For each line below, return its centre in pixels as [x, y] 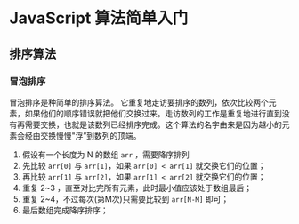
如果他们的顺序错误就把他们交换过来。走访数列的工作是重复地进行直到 [153, 113]
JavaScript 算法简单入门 [99, 18]
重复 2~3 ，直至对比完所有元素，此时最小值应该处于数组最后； [137, 188]
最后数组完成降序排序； [65, 210]
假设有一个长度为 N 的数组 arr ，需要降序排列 [105, 154]
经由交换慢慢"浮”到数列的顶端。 [83, 135]
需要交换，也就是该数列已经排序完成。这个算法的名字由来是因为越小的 [153, 124]
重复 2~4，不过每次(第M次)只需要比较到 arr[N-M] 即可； [125, 199]
